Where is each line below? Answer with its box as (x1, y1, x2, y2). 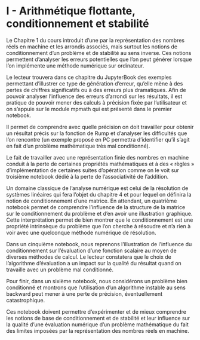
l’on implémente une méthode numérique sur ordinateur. (6, 62, 144, 69)
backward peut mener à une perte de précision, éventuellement (6, 290, 163, 297)
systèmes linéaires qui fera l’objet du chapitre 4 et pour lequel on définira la (6, 191, 192, 198)
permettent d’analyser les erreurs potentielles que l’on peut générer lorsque (6, 56, 192, 63)
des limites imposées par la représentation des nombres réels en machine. (6, 327, 189, 334)
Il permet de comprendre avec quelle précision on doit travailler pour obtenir (6, 123, 194, 130)
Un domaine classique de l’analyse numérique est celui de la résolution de (6, 184, 189, 192)
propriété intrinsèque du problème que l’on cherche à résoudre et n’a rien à (6, 222, 191, 229)
